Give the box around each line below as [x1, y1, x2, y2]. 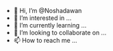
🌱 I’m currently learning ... [13, 21, 87, 29]
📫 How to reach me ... [13, 37, 77, 44]
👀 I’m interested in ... [13, 14, 72, 22]
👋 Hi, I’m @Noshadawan [13, 7, 82, 14]
